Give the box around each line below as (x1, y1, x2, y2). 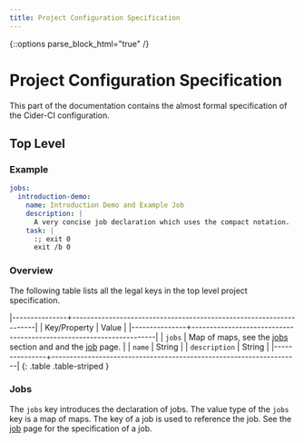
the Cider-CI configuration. (9, 110, 111, 121)
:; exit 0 (33, 234, 71, 243)
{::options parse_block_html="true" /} (9, 38, 150, 49)
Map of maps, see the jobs (188, 331, 289, 342)
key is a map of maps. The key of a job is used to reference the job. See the (9, 413, 292, 424)
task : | (25, 226, 54, 235)
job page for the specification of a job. (9, 423, 152, 434)
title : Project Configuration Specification (9, 13, 181, 23)
